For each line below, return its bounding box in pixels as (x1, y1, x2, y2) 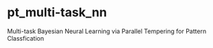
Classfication (7, 34, 45, 42)
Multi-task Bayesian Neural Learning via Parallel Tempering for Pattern (7, 27, 207, 35)
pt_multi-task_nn (7, 5, 107, 20)
